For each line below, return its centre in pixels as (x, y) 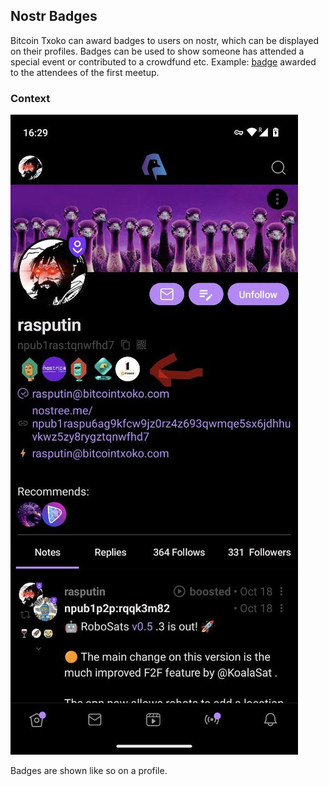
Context (30, 98)
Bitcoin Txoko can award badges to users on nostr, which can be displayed (165, 40)
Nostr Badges (54, 16)
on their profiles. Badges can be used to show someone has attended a (157, 51)
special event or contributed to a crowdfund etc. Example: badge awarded (163, 61)
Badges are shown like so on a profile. (89, 771)
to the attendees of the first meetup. (85, 72)
